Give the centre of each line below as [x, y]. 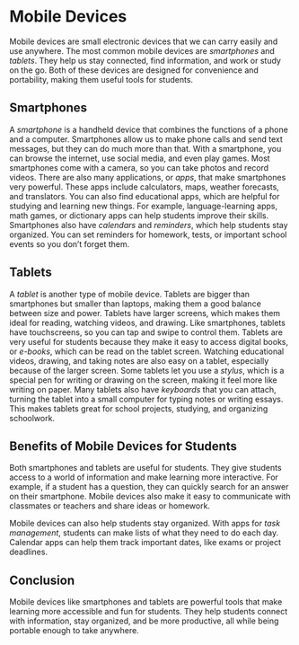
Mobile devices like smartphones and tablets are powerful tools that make [146, 602]
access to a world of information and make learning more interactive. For [144, 477]
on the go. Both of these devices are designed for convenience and [134, 70]
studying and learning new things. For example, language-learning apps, [144, 206]
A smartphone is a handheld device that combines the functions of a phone [149, 129]
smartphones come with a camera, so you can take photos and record [139, 167]
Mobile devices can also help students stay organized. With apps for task [145, 524]
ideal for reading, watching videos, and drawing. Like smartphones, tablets [147, 322]
